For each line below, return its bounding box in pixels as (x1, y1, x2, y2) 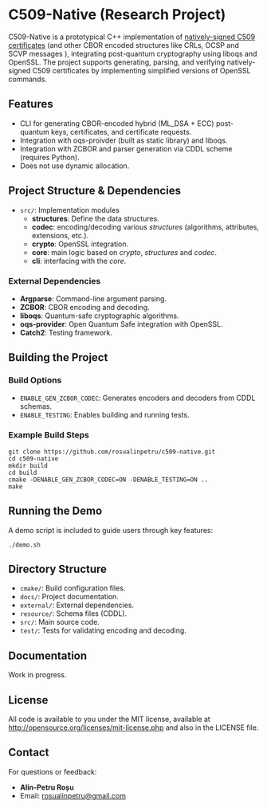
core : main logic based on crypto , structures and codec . (31, 247, 218, 257)
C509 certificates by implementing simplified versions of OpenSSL (32, 65, 251, 75)
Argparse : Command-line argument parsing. (19, 293, 167, 304)
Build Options (8, 375, 62, 386)
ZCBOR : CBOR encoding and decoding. (19, 302, 150, 312)
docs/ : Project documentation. (19, 592, 120, 602)
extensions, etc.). (31, 230, 89, 240)
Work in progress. (8, 670, 67, 680)
